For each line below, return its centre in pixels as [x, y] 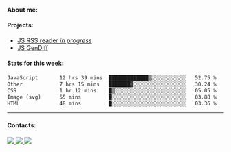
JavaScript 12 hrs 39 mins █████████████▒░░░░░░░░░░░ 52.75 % [112, 78]
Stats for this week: [35, 63]
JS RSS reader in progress [54, 40]
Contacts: [22, 125]
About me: [22, 10]
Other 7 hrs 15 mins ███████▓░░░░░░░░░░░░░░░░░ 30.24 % [112, 84]
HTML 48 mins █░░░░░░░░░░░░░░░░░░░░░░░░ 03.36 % [112, 103]
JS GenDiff [32, 47]
